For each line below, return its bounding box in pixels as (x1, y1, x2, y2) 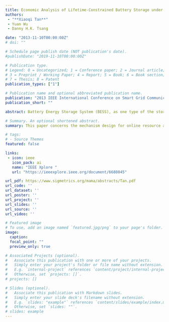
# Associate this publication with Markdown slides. (5, 290, 123, 295)
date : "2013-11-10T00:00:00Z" (5, 35, 69, 40)
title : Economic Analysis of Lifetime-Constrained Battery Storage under (5, 7, 163, 13)
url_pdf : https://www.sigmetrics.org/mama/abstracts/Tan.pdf (5, 179, 136, 184)
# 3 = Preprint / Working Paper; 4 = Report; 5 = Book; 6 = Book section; (5, 72, 165, 77)
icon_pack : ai (12, 160, 42, 165)
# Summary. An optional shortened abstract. (5, 118, 100, 124)
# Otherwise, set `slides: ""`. (5, 304, 78, 309)
